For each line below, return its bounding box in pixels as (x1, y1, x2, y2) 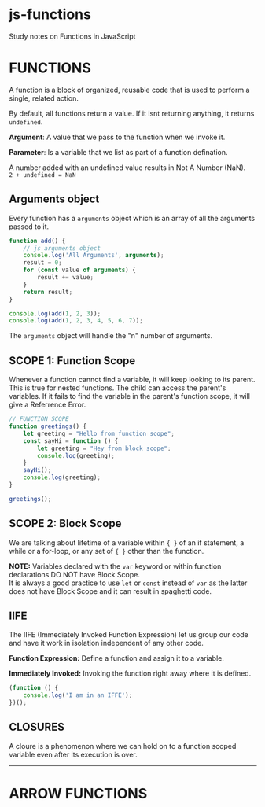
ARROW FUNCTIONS (9, 785, 148, 802)
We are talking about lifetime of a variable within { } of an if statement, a (9, 537, 245, 547)
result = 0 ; (23, 259, 62, 267)
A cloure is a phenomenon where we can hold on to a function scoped (9, 741, 237, 750)
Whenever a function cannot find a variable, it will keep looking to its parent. (9, 375, 256, 385)
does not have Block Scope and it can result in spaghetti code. (9, 586, 212, 595)
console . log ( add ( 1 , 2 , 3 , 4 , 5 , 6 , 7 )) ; (9, 317, 144, 325)
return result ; (23, 288, 73, 296)
